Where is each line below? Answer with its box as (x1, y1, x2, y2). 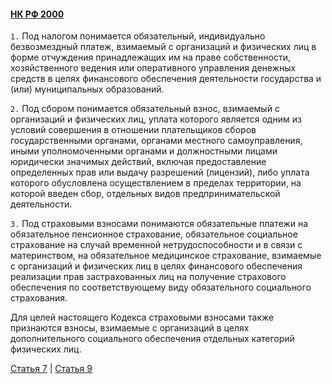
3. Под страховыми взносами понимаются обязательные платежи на (10, 218, 308, 230)
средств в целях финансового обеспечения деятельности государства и (10, 73, 322, 85)
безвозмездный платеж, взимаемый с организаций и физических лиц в (10, 41, 317, 53)
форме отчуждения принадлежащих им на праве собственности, (10, 51, 291, 64)
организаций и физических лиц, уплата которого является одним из (10, 113, 302, 125)
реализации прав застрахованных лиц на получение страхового (10, 271, 287, 283)
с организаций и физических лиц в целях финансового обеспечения (10, 260, 303, 272)
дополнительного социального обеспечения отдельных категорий (10, 333, 295, 345)
